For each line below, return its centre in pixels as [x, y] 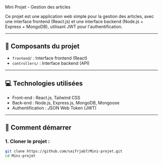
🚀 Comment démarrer [38, 128]
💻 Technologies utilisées [44, 83]
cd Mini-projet [20, 156]
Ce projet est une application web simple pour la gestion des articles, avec [80, 16]
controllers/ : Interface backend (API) [51, 63]
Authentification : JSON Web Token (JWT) [54, 108]
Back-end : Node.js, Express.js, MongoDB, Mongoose [66, 103]
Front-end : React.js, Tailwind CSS [46, 97]
